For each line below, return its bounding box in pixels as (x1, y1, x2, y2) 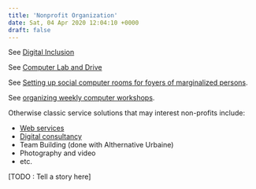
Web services (19, 123, 65, 133)
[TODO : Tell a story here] (8, 172, 91, 181)
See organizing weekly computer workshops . (8, 93, 155, 103)
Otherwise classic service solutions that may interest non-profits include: (8, 108, 246, 118)
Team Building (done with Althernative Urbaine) (19, 140, 174, 150)
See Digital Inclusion (8, 48, 75, 57)
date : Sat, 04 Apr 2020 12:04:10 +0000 (8, 19, 139, 27)
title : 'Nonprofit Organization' (8, 11, 118, 20)
